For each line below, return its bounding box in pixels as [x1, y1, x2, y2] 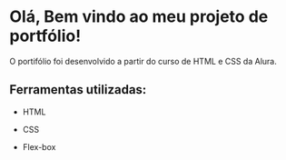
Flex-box [22, 141, 56, 152]
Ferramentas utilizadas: [9, 82, 147, 97]
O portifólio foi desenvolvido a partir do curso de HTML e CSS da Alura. [9, 55, 277, 66]
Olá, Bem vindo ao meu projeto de [9, 6, 269, 27]
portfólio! [9, 25, 82, 46]
